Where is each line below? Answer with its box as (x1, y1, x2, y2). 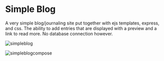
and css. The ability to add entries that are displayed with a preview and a (5, 25, 157, 31)
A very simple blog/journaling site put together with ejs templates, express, (5, 20, 159, 26)
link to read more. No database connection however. (5, 30, 113, 36)
